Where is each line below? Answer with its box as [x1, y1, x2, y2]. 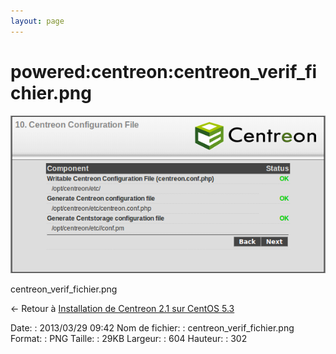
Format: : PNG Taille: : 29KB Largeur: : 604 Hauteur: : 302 [10, 332, 248, 344]
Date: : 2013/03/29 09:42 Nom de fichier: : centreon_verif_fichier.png [10, 321, 295, 334]
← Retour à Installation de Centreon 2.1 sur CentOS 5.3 [10, 302, 235, 314]
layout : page [10, 16, 65, 26]
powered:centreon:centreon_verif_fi [10, 60, 318, 83]
